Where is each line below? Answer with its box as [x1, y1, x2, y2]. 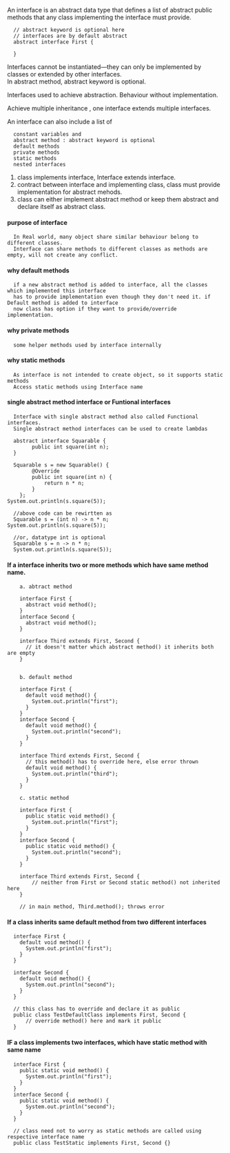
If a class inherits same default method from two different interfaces [7, 918, 207, 926]
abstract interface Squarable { [13, 437, 107, 444]
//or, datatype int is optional [13, 534, 107, 541]
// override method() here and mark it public [25, 1018, 162, 1025]
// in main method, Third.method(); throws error [19, 903, 165, 910]
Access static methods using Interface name [13, 383, 143, 391]
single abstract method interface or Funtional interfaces [7, 398, 171, 406]
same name [7, 1045, 41, 1054]
